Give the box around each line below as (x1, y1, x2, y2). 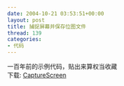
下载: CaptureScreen (7, 71, 67, 79)
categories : (7, 36, 42, 43)
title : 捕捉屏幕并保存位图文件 (7, 23, 86, 30)
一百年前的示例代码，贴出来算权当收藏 (7, 62, 117, 70)
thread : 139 (7, 29, 42, 37)
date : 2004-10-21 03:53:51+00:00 (7, 10, 104, 17)
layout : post (7, 17, 45, 24)
